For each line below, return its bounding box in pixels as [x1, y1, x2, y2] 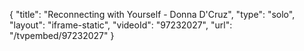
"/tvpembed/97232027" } [9, 30, 115, 41]
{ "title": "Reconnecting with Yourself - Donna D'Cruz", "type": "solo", [9, 9, 296, 20]
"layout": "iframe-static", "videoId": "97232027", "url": [9, 19, 233, 31]
